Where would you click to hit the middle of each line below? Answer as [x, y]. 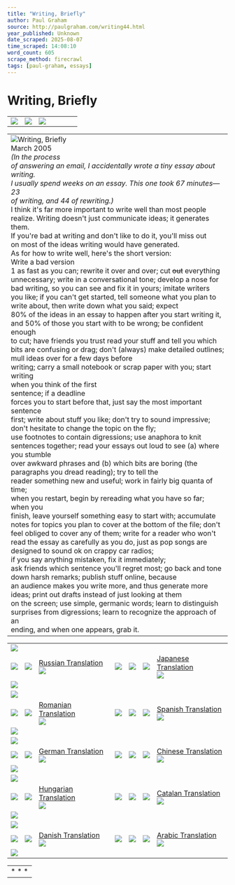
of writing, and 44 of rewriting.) [62, 200]
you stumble [31, 454]
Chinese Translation [190, 751]
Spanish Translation [190, 709]
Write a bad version [43, 262]
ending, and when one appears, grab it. [75, 629]
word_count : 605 [31, 53]
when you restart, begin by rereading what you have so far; [108, 498]
